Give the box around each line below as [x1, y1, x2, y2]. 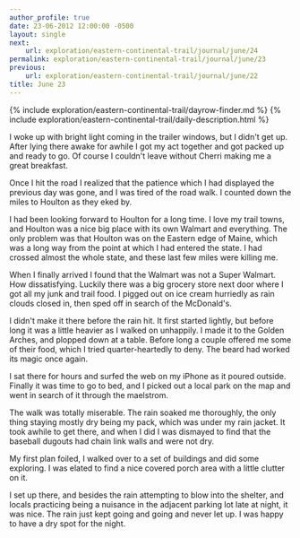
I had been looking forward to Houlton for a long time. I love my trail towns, [9, 213, 285, 224]
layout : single [9, 30, 66, 39]
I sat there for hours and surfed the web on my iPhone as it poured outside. [9, 370, 287, 381]
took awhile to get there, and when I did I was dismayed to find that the [9, 426, 271, 437]
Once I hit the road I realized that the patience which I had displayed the [9, 177, 275, 188]
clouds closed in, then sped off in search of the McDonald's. [9, 298, 233, 308]
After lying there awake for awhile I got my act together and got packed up [9, 141, 285, 152]
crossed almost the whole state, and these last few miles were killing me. [9, 252, 279, 263]
